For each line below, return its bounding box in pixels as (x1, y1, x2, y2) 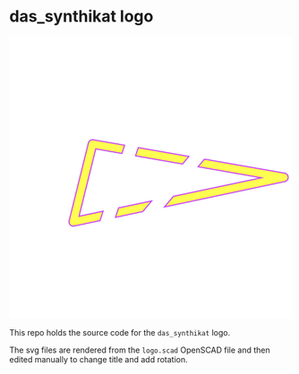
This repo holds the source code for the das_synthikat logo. (9, 327, 231, 337)
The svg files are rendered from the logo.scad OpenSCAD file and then (9, 344, 270, 355)
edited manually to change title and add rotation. (9, 353, 188, 364)
